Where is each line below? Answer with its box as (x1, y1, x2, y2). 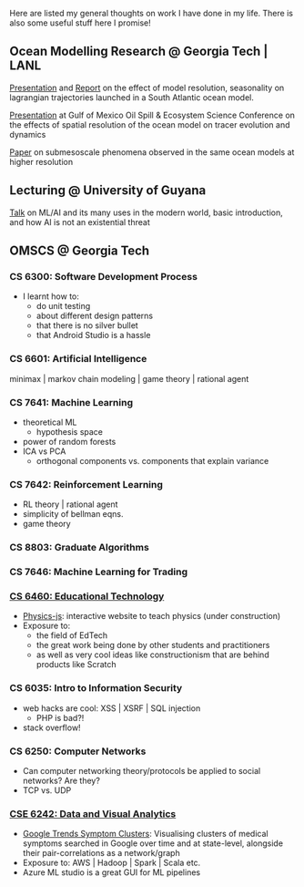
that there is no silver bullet (35, 320, 138, 331)
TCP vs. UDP (22, 784, 72, 796)
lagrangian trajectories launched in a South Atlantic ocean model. (9, 91, 255, 103)
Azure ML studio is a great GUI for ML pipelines (22, 867, 201, 878)
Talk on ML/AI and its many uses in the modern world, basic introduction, (9, 207, 284, 218)
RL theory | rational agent (22, 499, 118, 510)
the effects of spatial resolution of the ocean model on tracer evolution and (9, 119, 290, 130)
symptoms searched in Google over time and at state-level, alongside (22, 838, 284, 849)
